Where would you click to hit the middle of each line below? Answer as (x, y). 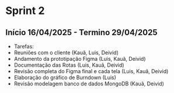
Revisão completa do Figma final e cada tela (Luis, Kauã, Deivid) (91, 71)
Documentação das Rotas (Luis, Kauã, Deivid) (69, 65)
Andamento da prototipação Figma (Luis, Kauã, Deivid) (80, 59)
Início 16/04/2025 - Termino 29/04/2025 (81, 32)
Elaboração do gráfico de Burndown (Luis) (65, 77)
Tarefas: (24, 46)
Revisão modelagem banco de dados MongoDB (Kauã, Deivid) (89, 84)
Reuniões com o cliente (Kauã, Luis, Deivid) (66, 53)
